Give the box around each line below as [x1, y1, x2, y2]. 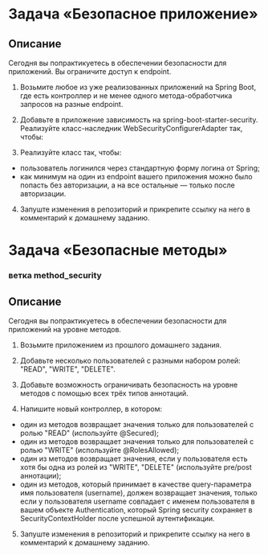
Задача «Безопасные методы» [8, 241, 228, 260]
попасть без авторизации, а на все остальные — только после [19, 180, 235, 190]
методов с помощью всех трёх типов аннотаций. [19, 388, 189, 398]
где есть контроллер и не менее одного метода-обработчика [19, 91, 233, 101]
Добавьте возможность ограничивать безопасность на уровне [19, 380, 238, 389]
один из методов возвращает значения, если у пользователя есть [19, 454, 248, 463]
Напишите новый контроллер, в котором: [19, 404, 163, 413]
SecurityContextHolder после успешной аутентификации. [19, 513, 215, 523]
